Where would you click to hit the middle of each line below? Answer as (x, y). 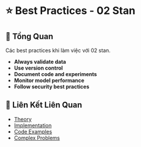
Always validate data (40, 62)
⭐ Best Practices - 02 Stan (70, 11)
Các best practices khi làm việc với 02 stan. (58, 50)
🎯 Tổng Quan (29, 36)
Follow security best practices (51, 87)
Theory (23, 119)
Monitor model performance (49, 80)
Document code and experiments (55, 74)
